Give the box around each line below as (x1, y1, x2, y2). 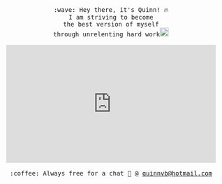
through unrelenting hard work (52, 31, 161, 38)
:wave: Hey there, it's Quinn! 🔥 (53, 6, 169, 13)
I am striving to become (68, 13, 154, 21)
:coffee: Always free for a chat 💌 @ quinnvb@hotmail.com (10, 169, 212, 177)
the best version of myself (63, 20, 159, 28)
